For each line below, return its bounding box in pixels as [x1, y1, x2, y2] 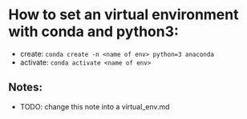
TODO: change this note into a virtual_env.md [19, 101, 170, 111]
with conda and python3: [8, 22, 179, 41]
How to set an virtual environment [8, 6, 239, 24]
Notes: [8, 81, 43, 94]
